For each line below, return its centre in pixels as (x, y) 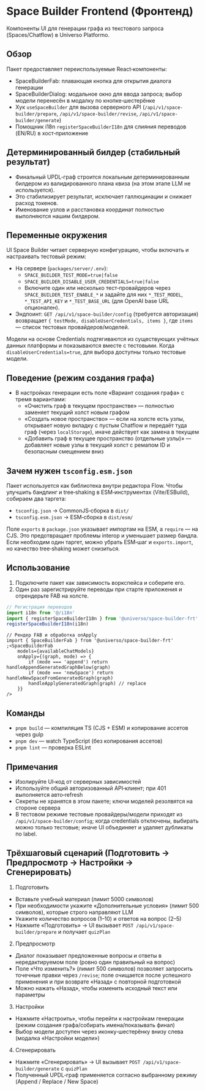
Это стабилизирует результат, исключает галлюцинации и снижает (103, 196)
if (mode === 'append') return (68, 662)
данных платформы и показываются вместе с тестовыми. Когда (91, 346)
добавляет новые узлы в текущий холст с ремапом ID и (97, 445)
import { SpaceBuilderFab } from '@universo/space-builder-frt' (90, 641)
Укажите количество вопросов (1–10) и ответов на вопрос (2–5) (98, 918)
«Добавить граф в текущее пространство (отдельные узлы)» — (108, 439)
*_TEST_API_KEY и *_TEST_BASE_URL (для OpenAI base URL (97, 301)
